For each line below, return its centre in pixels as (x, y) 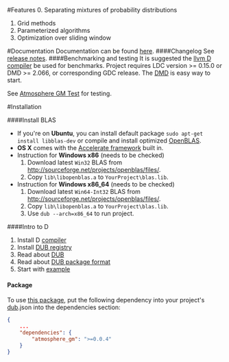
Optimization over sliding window (64, 38)
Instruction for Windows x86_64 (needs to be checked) (96, 184)
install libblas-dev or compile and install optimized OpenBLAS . (109, 141)
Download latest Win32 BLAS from (74, 162)
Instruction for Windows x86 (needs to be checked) (91, 155)
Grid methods (36, 23)
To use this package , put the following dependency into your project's (106, 300)
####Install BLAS (32, 120)
